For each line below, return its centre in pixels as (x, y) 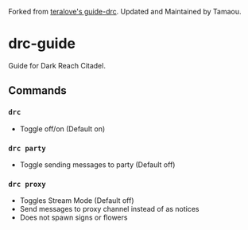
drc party (27, 148)
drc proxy (27, 184)
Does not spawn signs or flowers (74, 217)
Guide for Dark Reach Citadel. (57, 65)
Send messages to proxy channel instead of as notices (110, 209)
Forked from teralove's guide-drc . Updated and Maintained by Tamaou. (125, 12)
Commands (38, 91)
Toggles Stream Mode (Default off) (77, 201)
